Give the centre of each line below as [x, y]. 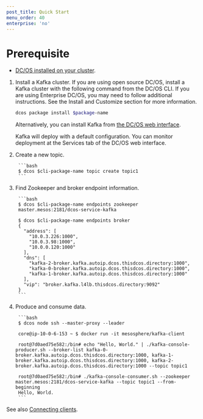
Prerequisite [38, 53]
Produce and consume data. [51, 307]
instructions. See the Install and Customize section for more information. [106, 102]
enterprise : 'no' [28, 23]
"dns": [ [34, 258]
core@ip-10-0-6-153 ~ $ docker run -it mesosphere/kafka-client [101, 334]
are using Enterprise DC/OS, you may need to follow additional [94, 95]
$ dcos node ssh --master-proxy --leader [71, 323]
